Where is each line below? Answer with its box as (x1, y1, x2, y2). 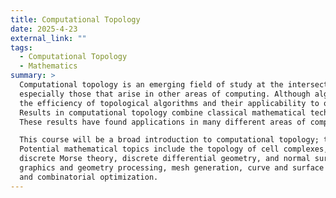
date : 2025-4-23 (10, 24, 78, 34)
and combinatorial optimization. (19, 172, 159, 182)
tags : (10, 42, 33, 53)
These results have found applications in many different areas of (19, 117, 307, 127)
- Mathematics (19, 61, 78, 71)
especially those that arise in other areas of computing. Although (19, 89, 311, 99)
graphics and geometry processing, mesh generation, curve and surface (19, 163, 325, 173)
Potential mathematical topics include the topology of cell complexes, (19, 144, 329, 155)
